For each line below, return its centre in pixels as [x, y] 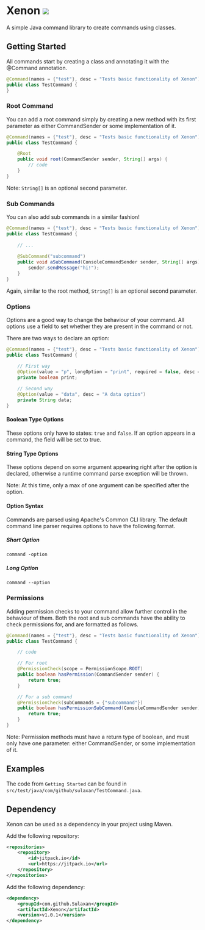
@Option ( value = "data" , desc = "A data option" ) [82, 395]
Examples [25, 769]
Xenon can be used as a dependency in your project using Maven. [90, 824]
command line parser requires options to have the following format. [91, 526]
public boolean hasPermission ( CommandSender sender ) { [88, 674]
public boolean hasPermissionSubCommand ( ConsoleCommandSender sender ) [109, 708]
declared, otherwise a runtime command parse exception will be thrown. [97, 474]
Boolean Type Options [35, 420]
